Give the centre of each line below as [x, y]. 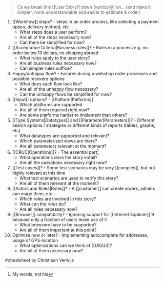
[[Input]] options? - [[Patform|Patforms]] [53, 99]
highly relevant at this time [39, 173]
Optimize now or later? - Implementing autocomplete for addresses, [80, 235]
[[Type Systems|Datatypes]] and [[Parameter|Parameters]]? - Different [83, 120]
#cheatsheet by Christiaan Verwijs [40, 260]
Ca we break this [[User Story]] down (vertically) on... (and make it [84, 7]
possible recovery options [38, 79]
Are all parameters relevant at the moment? [63, 146]
